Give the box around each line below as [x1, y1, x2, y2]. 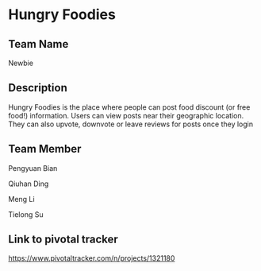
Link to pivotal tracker [8, 233, 119, 246]
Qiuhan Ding [8, 179, 49, 188]
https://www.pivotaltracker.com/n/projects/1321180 [8, 254, 175, 263]
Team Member [8, 142, 82, 156]
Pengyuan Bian [8, 163, 58, 172]
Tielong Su [8, 209, 44, 219]
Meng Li [8, 194, 35, 203]
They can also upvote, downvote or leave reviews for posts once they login [8, 119, 254, 129]
